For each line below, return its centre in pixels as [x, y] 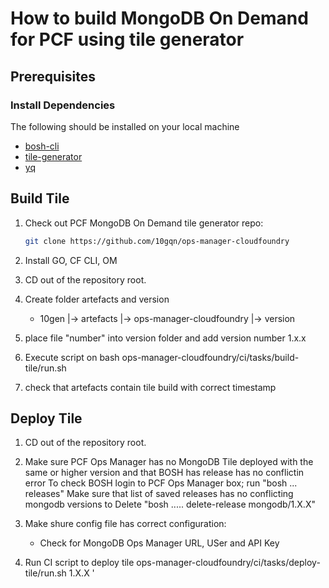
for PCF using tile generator [127, 39]
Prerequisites [53, 76]
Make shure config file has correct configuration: [125, 524]
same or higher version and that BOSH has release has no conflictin [164, 473]
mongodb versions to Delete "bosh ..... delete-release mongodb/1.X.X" [170, 504]
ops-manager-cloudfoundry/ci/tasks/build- [210, 357]
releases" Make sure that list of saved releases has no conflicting [159, 494]
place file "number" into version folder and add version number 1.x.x [165, 338]
